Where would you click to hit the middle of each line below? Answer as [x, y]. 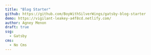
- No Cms [18, 45]
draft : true [17, 27]
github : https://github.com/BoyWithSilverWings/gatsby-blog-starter [75, 14]
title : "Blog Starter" [28, 9]
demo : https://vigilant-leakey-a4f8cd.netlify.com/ [58, 18]
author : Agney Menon [26, 23]
